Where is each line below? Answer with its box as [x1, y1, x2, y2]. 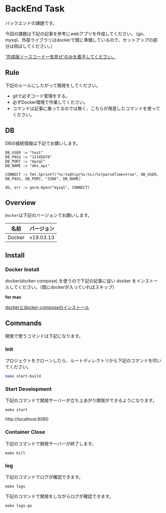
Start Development [5, 385, 52, 392]
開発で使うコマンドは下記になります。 [5, 333, 83, 339]
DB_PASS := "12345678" [5, 154, 52, 159]
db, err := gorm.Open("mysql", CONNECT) [5, 185, 90, 190]
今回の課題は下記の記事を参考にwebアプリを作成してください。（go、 [5, 30, 148, 36]
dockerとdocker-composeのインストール [5, 304, 89, 310]
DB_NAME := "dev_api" [5, 163, 50, 168]
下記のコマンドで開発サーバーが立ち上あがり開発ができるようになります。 [5, 397, 158, 403]
